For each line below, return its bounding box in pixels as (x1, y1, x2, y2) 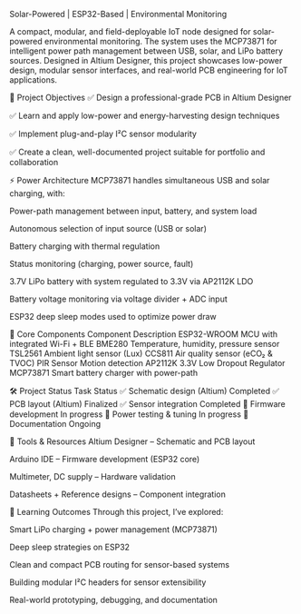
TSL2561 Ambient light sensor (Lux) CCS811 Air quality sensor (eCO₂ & (9, 348, 274, 359)
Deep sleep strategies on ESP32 (9, 541, 130, 552)
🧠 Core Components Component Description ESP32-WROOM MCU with (9, 329, 278, 340)
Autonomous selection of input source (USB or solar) (9, 223, 207, 233)
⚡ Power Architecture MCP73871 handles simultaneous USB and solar (9, 175, 270, 185)
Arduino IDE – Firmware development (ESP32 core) (9, 454, 200, 464)
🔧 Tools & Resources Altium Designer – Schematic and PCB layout (9, 436, 256, 447)
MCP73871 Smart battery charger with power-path (9, 368, 198, 378)
